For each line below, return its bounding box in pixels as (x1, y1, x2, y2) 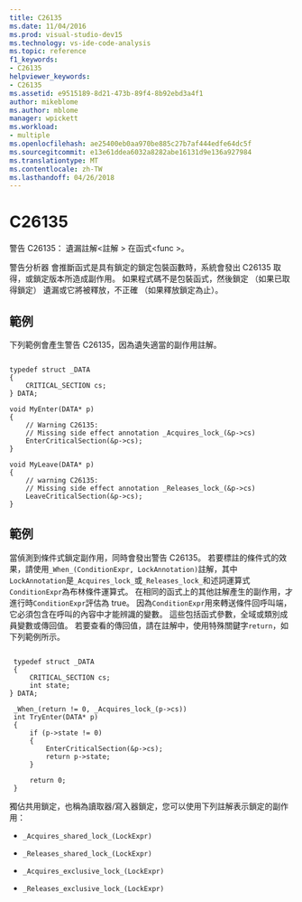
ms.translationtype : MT (9, 155, 99, 165)
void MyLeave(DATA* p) (9, 460, 95, 469)
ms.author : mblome (9, 106, 78, 115)
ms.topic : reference (9, 47, 87, 56)
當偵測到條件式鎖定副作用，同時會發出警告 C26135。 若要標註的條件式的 (9, 552, 279, 563)
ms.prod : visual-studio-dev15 (9, 30, 124, 39)
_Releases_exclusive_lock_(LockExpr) (22, 884, 165, 893)
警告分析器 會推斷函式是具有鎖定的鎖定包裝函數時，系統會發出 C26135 (9, 262, 271, 273)
